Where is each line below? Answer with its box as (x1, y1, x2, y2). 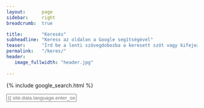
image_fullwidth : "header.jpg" (14, 59, 94, 66)
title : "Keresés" (6, 31, 67, 37)
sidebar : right (6, 15, 56, 21)
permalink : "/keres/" (6, 48, 67, 55)
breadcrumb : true (6, 20, 53, 26)
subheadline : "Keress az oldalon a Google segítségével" (6, 37, 154, 43)
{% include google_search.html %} (6, 81, 93, 89)
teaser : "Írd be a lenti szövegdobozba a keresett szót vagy (6, 42, 178, 49)
